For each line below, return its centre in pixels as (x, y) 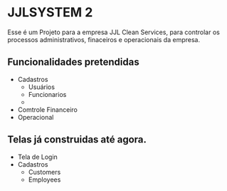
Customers (44, 172)
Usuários (42, 87)
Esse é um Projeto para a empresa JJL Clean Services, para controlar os (114, 32)
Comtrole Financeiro (48, 109)
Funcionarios (47, 94)
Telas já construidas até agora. (77, 140)
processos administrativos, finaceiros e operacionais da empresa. (104, 39)
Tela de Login (38, 157)
